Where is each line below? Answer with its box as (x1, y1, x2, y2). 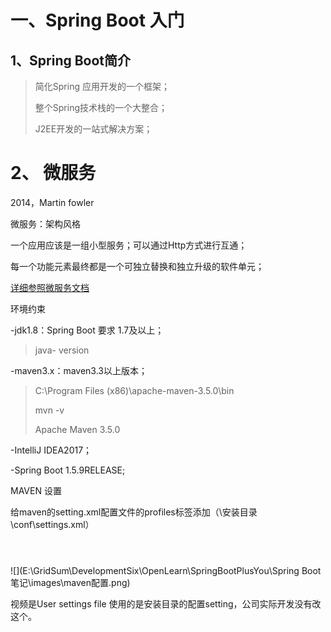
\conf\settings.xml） (10, 518, 95, 530)
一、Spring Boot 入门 (10, 9, 185, 32)
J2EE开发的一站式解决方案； (34, 123, 153, 135)
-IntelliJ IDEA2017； (10, 444, 93, 456)
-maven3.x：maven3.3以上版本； (10, 364, 148, 376)
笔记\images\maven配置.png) (10, 576, 131, 588)
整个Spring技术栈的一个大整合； (34, 102, 168, 113)
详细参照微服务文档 (10, 281, 90, 293)
